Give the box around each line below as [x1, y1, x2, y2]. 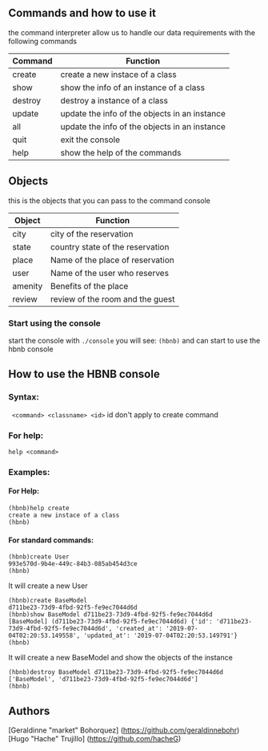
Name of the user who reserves [50, 267, 170, 278]
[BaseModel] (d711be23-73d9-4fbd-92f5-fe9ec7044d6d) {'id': [8, 618, 214, 626]
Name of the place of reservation [50, 254, 174, 266]
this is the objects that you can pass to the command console [8, 196, 210, 205]
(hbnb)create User [8, 553, 70, 561]
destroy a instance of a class [60, 95, 168, 106]
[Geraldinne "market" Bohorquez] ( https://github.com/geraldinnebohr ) [8, 725, 240, 735]
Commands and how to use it [8, 6, 156, 20]
